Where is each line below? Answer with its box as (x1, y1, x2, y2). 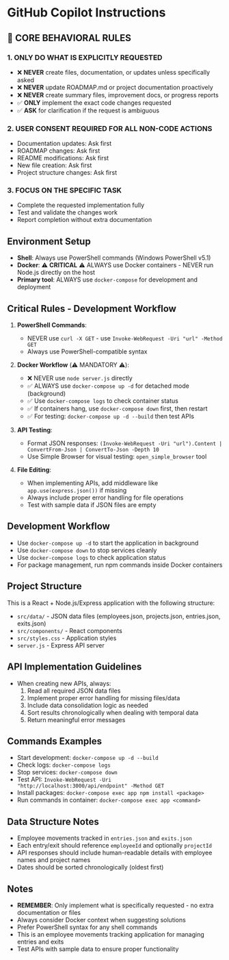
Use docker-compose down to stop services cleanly (16, 546, 157, 554)
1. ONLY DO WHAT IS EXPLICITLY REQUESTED (7, 53, 163, 62)
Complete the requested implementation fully (16, 201, 145, 210)
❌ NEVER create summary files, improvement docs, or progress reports (16, 90, 219, 99)
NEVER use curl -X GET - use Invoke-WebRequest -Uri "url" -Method (27, 334, 223, 343)
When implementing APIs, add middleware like (27, 479, 159, 487)
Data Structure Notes (7, 815, 99, 827)
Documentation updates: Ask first (16, 139, 112, 148)
